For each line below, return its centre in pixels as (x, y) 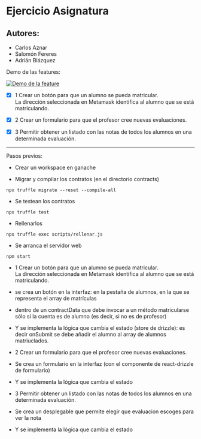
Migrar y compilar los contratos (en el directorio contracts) (87, 179)
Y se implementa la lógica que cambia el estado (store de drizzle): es (100, 328)
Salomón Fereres (36, 54)
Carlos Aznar (31, 47)
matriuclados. (32, 341)
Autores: (23, 33)
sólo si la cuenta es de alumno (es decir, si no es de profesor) (91, 317)
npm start (19, 257)
